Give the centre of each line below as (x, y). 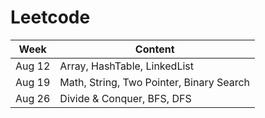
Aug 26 (33, 98)
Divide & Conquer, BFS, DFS (125, 98)
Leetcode (50, 17)
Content (154, 49)
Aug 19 (33, 82)
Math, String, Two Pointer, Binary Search (155, 82)
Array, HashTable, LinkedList (126, 66)
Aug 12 (33, 66)
